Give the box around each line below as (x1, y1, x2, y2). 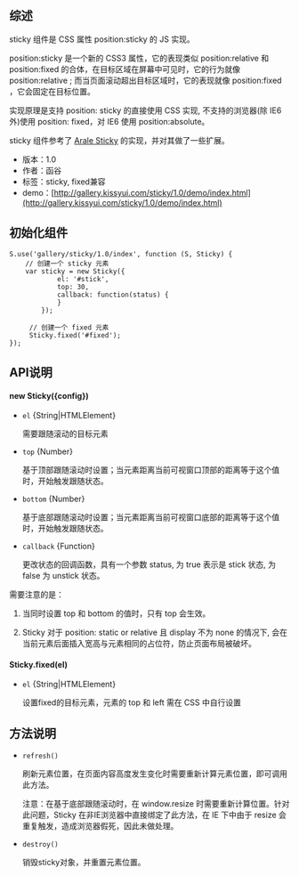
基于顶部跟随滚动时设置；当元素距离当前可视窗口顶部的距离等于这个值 (21, 465, 280, 475)
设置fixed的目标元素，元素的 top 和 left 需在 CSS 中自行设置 (21, 697, 242, 708)
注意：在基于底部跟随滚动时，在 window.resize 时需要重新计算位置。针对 (21, 799, 290, 809)
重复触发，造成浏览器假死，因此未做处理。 (21, 821, 179, 831)
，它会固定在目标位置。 (9, 85, 95, 96)
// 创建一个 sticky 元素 (25, 259, 109, 268)
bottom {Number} (21, 493, 85, 505)
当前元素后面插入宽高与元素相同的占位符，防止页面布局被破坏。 (21, 638, 256, 649)
